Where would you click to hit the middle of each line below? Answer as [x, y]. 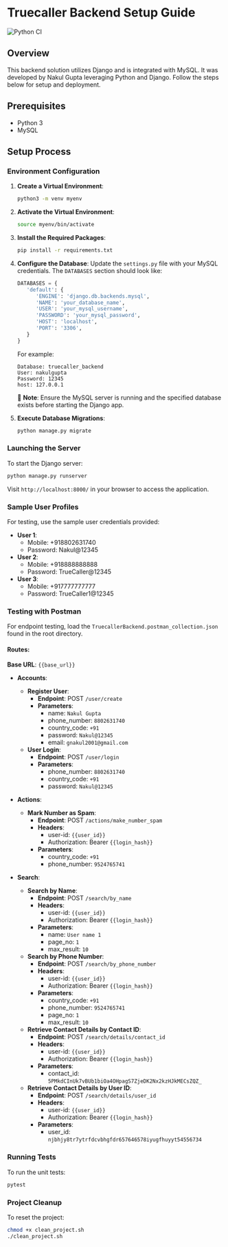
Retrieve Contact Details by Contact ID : [84, 1030]
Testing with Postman [44, 611]
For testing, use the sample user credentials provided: [83, 521]
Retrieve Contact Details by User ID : [79, 1088]
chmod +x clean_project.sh [46, 1230]
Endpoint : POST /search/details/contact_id [102, 1037]
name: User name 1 [75, 935]
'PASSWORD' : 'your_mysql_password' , [88, 315]
